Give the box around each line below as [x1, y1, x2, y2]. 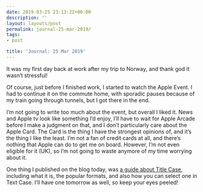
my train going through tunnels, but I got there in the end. [6, 96, 151, 104]
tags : [6, 32, 20, 38]
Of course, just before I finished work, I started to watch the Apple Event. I [6, 83, 193, 90]
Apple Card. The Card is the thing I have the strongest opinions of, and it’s [6, 128, 192, 135]
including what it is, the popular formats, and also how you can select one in [6, 172, 198, 179]
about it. [6, 153, 27, 161]
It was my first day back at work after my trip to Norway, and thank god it [6, 65, 190, 72]
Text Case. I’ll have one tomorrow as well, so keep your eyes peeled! [6, 179, 179, 186]
